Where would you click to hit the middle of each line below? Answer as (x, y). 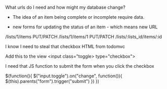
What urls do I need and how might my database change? (65, 7)
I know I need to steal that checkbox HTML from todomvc (65, 47)
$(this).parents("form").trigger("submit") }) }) (52, 81)
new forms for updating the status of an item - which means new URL (85, 27)
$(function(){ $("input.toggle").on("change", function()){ (64, 76)
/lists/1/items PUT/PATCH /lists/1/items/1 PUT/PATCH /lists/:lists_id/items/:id (83, 37)
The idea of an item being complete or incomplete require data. (78, 17)
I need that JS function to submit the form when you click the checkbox (80, 66)
